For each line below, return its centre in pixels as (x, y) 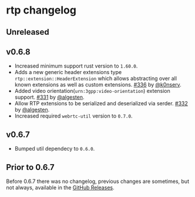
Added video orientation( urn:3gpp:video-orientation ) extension (92, 91)
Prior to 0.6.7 (30, 167)
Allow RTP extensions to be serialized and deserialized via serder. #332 (101, 103)
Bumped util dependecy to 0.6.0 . (55, 149)
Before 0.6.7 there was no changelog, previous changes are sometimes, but (98, 181)
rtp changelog (41, 10)
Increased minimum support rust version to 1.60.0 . (76, 66)
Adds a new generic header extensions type (68, 72)
